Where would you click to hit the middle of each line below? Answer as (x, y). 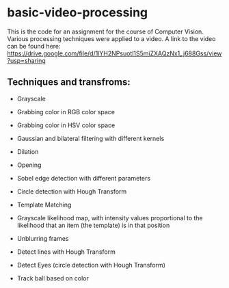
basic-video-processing (78, 13)
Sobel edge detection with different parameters (84, 178)
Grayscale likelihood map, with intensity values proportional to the (110, 218)
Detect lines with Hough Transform (66, 252)
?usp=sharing (26, 60)
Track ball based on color (53, 278)
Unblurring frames (43, 238)
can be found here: (34, 46)
